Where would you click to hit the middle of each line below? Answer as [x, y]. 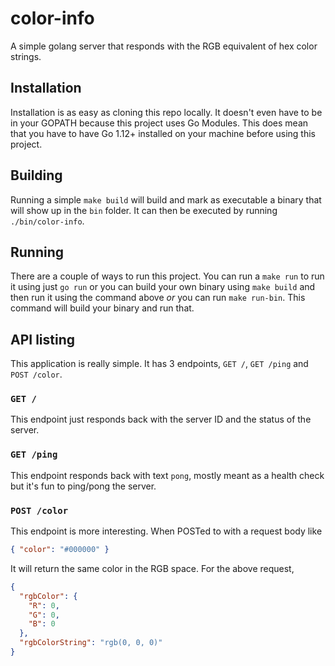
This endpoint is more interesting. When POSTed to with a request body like [166, 531]
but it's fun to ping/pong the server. [83, 486]
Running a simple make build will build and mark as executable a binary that [166, 199]
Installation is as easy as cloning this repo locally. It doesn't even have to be [166, 112]
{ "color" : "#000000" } [60, 550]
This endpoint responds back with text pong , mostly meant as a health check [167, 475]
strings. [26, 56]
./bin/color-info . [47, 221]
